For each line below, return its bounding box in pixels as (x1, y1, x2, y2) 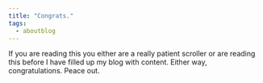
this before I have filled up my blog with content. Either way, (8, 57, 207, 67)
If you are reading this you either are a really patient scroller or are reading (8, 49, 256, 59)
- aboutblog (15, 27, 56, 35)
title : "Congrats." (8, 11, 74, 20)
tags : (8, 19, 27, 27)
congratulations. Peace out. (8, 66, 100, 76)
